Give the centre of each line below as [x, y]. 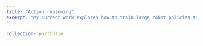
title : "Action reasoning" [40, 12]
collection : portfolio [35, 33]
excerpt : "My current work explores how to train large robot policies [98, 17]
